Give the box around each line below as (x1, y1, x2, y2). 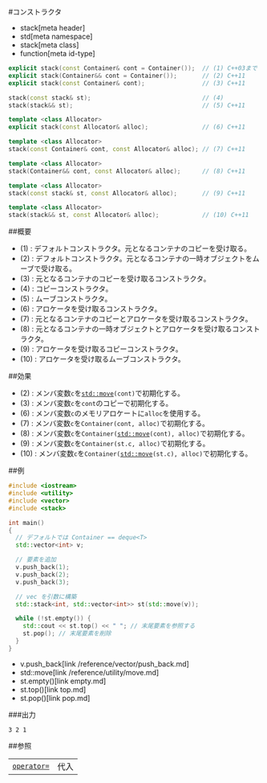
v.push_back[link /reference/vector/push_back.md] (19, 658, 190, 669)
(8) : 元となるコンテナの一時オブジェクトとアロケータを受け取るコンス (19, 324, 253, 334)
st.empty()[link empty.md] (19, 676, 107, 686)
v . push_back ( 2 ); (15, 570, 70, 579)
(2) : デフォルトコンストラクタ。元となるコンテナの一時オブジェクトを (19, 254, 253, 264)
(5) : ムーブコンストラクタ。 (19, 294, 112, 304)
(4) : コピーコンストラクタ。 (19, 284, 113, 293)
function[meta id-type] (19, 49, 95, 58)
